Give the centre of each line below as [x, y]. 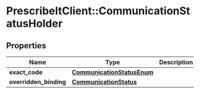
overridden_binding [38, 82]
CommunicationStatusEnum [112, 72]
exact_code [26, 72]
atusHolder [35, 23]
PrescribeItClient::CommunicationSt [98, 11]
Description [176, 62]
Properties [26, 46]
